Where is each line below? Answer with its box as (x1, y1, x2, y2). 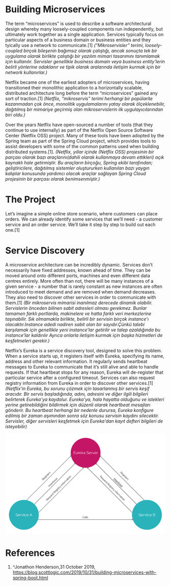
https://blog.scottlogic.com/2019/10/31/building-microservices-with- (12, 569, 157, 575)
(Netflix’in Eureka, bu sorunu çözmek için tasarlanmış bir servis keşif (5, 385, 150, 392)
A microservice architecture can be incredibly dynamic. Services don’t (5, 261, 153, 267)
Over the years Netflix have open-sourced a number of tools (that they (5, 121, 153, 128)
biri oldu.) (5, 111, 25, 118)
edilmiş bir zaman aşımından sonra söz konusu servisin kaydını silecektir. (5, 412, 159, 419)
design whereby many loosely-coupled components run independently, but (5, 26, 163, 32)
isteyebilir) (5, 423, 27, 429)
